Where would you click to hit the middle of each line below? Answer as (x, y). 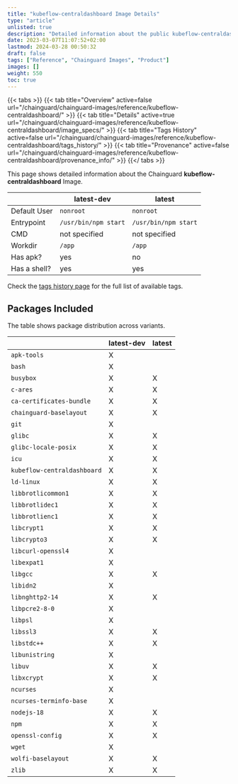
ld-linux (25, 482)
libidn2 (24, 586)
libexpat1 (27, 563)
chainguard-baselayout (49, 413)
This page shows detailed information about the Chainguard (95, 174)
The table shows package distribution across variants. (86, 326)
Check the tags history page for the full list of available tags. (95, 286)
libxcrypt (27, 678)
